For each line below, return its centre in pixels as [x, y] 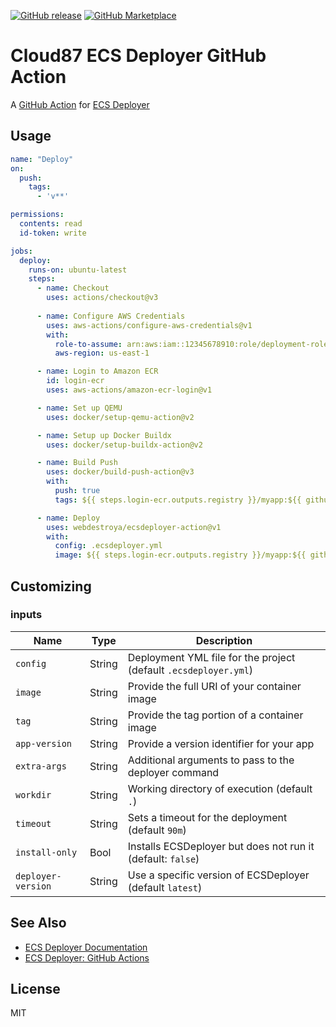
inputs [26, 615]
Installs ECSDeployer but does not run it [221, 846]
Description [224, 640]
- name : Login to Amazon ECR [97, 371]
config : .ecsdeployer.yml [108, 546]
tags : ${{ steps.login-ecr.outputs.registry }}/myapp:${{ [178, 500]
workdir [33, 794]
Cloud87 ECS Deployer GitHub [138, 56]
